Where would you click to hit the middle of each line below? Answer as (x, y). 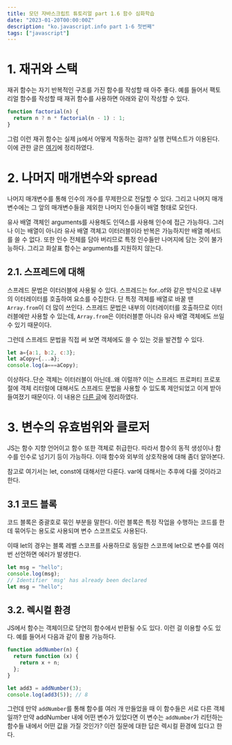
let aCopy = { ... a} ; (34, 359)
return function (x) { (46, 656)
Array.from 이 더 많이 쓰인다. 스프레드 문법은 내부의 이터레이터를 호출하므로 (108, 307)
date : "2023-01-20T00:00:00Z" (51, 20)
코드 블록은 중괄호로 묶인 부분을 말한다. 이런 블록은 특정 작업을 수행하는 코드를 (113, 522)
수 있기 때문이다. (29, 325)
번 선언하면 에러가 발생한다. (44, 554)
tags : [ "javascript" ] (38, 33)
